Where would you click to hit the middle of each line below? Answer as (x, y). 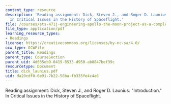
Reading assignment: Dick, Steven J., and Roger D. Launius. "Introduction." (83, 90)
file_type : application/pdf (35, 29)
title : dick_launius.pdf (32, 72)
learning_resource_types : (33, 33)
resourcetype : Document (31, 66)
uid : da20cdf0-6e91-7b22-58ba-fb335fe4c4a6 (52, 76)
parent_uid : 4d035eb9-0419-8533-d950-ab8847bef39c (60, 62)
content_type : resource (31, 10)
